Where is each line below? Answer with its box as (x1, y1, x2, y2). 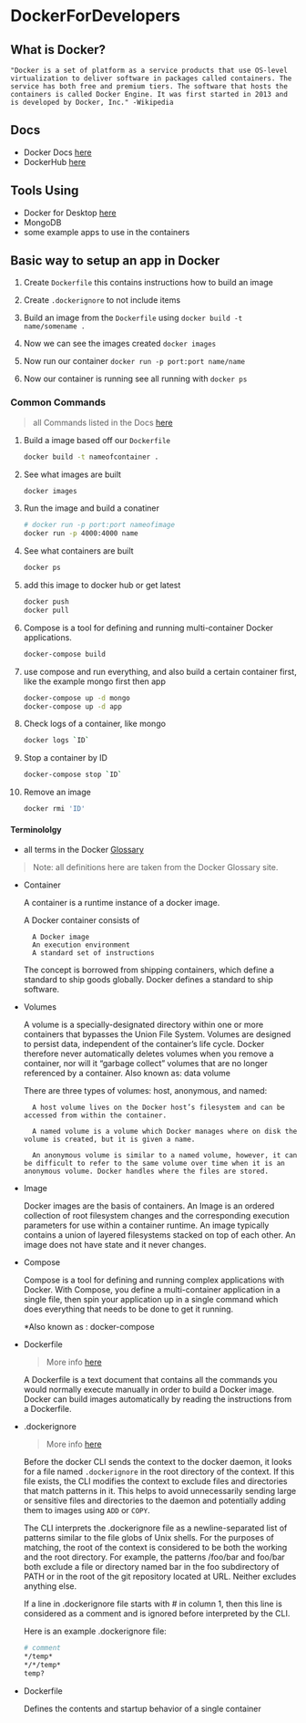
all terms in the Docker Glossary (23, 845, 145, 856)
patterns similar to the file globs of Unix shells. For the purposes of (23, 1532, 274, 1543)
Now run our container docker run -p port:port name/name (23, 356, 245, 367)
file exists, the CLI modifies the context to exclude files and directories (23, 1476, 288, 1487)
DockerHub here (23, 156, 87, 167)
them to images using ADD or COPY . (23, 1505, 150, 1516)
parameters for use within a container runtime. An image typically (23, 1220, 270, 1231)
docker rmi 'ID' (23, 804, 86, 814)
